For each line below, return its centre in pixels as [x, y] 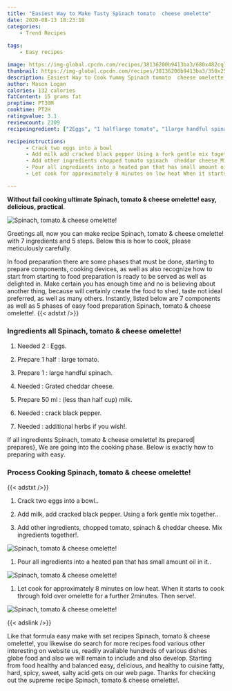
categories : [24, 26]
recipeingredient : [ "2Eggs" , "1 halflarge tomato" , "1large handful [108, 129]
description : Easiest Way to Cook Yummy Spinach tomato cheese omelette [116, 77]
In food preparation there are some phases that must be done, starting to [111, 261]
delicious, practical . [36, 206]
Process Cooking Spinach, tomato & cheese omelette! [99, 472]
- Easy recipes [41, 53]
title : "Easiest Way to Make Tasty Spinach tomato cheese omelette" [109, 13]
